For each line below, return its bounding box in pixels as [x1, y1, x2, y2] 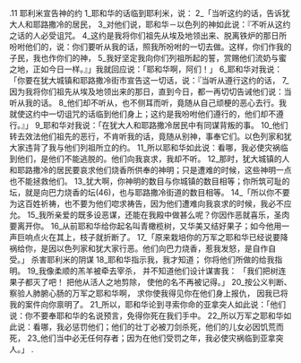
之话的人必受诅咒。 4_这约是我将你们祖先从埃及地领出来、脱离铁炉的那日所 [9, 30, 288, 40]
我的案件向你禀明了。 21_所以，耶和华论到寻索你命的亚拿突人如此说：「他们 [9, 299, 287, 309]
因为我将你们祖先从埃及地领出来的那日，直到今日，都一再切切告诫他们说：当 [9, 86, 292, 97]
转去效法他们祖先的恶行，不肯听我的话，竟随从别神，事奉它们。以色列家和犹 [9, 131, 292, 142]
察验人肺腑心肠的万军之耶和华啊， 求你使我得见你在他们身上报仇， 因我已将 [9, 288, 288, 298]
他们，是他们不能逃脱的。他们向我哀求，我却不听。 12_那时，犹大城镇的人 [16, 153, 290, 164]
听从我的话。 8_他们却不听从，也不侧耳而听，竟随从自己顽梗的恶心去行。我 [9, 98, 287, 108]
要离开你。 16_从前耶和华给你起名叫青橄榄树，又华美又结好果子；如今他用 [9, 220, 282, 231]
